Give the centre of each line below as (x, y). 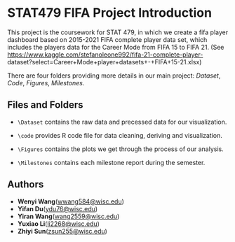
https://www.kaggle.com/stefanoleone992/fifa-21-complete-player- (105, 55)
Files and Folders (45, 105)
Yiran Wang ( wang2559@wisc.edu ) (68, 216)
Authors (26, 184)
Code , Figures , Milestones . (46, 83)
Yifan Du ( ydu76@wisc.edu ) (58, 208)
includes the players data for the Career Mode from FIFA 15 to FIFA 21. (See (116, 47)
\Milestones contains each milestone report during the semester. (111, 162)
